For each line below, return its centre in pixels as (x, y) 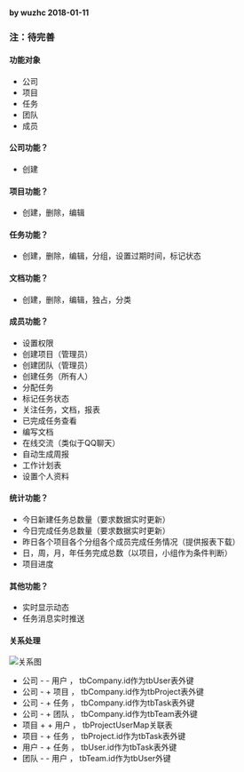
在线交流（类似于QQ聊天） (71, 442)
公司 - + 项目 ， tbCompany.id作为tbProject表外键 (113, 692)
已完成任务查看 (49, 420)
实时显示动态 (45, 608)
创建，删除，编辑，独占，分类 (76, 299)
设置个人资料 (45, 476)
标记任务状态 (45, 398)
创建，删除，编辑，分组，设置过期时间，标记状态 (111, 256)
